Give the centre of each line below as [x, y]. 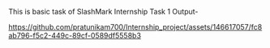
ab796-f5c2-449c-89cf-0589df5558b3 [75, 36]
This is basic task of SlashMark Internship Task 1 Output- [103, 12]
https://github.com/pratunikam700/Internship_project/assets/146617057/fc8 [135, 27]
